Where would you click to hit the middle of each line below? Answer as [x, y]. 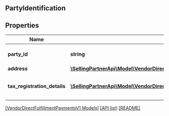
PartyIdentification [35, 8]
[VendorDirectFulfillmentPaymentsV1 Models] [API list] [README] [73, 108]
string [78, 54]
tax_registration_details [37, 86]
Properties [22, 25]
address [18, 69]
